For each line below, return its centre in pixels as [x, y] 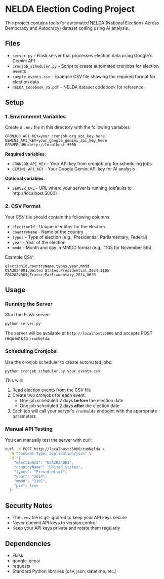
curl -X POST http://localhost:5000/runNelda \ [55, 449]
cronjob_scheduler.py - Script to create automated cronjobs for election [85, 66]
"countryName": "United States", [48, 467]
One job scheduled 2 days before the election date [71, 401]
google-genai [26, 561]
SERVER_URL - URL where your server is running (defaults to [72, 188]
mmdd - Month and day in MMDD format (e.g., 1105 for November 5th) [82, 248]
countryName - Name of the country [48, 232]
